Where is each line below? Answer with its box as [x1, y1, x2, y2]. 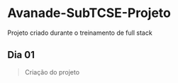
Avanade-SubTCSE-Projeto [7, 5, 172, 21]
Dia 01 [7, 49, 35, 61]
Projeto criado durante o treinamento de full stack [7, 28, 152, 37]
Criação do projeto [24, 67, 80, 76]
